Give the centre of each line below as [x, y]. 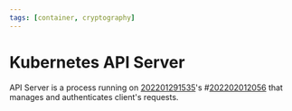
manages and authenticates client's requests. [94, 97]
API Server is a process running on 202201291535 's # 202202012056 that [146, 88]
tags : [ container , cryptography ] [72, 18]
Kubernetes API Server [97, 62]
